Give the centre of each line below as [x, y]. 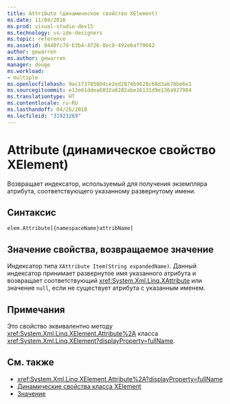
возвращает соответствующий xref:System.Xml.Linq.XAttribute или [105, 281]
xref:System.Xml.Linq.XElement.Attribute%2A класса [83, 333]
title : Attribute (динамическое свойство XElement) [82, 13]
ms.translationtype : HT [41, 97]
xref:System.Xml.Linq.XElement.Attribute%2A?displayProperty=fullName [120, 379]
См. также [31, 362]
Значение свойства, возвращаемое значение [111, 249]
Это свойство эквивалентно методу [60, 326]
